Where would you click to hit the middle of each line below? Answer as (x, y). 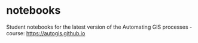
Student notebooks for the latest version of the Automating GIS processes (97, 27)
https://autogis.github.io (56, 33)
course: (16, 33)
